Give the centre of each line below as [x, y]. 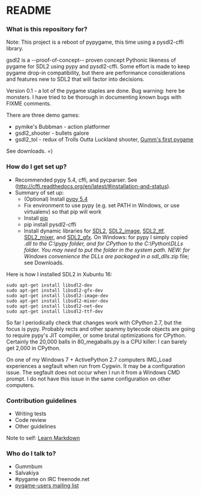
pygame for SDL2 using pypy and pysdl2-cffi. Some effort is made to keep [98, 67]
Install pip [36, 218]
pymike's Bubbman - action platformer [62, 127]
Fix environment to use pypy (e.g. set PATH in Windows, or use [102, 205]
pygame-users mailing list [47, 485]
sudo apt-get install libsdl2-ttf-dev [55, 311]
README [29, 10]
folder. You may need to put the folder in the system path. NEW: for [107, 250]
